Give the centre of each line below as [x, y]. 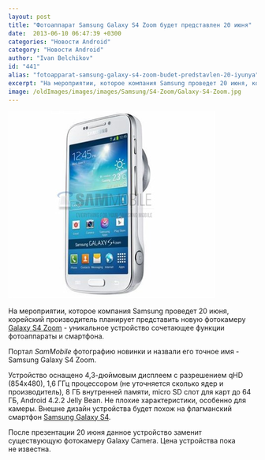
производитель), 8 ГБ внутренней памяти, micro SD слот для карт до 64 [130, 391]
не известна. [30, 449]
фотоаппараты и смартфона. [56, 336]
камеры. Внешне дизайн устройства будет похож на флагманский [120, 408]
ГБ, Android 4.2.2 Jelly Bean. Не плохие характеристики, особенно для [127, 400]
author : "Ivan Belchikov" [50, 58]
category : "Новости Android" [56, 50]
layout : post [30, 17]
